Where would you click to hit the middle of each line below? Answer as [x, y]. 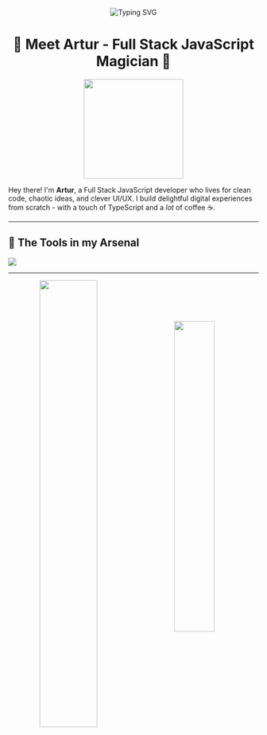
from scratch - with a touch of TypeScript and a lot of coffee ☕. [112, 207]
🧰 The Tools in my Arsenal [74, 243]
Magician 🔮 [133, 62]
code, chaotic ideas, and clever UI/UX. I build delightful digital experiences [130, 198]
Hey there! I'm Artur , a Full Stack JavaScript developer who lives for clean [130, 190]
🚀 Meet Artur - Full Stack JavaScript [133, 45]
